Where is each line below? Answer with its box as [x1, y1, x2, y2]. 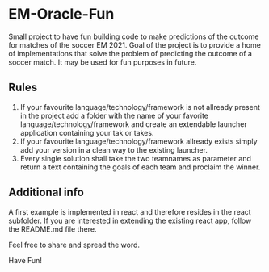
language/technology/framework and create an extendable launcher [19, 119, 248, 129]
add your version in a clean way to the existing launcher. [19, 144, 208, 154]
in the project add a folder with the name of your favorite [19, 111, 208, 120]
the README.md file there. [8, 224, 97, 234]
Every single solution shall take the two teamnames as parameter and [19, 153, 252, 163]
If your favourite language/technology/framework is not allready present [19, 102, 261, 111]
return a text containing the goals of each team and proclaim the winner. [19, 162, 261, 172]
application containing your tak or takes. [19, 128, 154, 137]
